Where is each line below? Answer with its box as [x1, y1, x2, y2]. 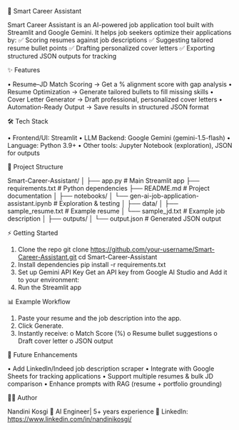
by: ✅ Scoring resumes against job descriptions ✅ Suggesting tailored [7, 36, 214, 44]
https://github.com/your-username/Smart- [90, 245, 215, 254]
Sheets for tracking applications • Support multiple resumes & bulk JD [7, 372, 214, 380]
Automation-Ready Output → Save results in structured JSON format [7, 103, 209, 111]
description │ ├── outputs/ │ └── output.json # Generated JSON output [7, 214, 221, 223]
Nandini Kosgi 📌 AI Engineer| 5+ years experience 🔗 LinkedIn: [7, 407, 188, 416]
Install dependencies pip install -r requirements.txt [17, 261, 166, 269]
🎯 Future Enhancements [7, 351, 78, 359]
